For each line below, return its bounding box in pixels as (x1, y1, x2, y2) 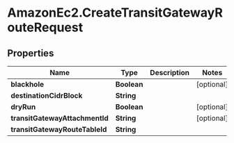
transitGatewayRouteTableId (10, 125, 107, 134)
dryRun (10, 102, 36, 112)
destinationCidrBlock (10, 91, 83, 100)
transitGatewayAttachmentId (10, 113, 109, 123)
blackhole (10, 80, 45, 89)
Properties (7, 47, 54, 59)
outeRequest (7, 19, 84, 35)
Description (149, 68, 190, 77)
